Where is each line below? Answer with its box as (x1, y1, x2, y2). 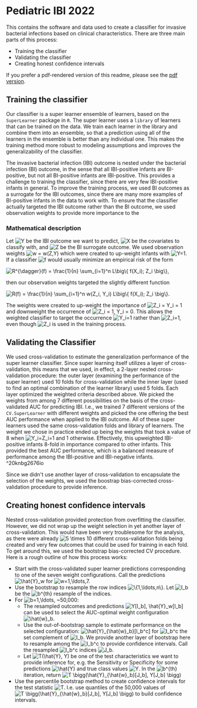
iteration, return (23, 671, 62, 678)
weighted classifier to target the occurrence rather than (6, 314, 160, 321)
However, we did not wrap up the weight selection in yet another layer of (6, 522, 182, 529)
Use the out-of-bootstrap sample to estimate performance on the (23, 621, 181, 628)
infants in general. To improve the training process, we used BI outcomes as (6, 184, 189, 191)
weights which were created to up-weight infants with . (6, 250, 188, 257)
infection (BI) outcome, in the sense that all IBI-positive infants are (6, 165, 165, 172)
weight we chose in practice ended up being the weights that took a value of (6, 428, 191, 435)
